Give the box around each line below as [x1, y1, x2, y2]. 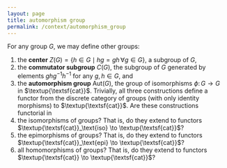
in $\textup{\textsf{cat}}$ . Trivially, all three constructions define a [17, 86, 208, 95]
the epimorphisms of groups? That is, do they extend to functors [17, 131, 203, 139]
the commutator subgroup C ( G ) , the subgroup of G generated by [17, 63, 206, 72]
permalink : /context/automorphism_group [7, 23, 127, 30]
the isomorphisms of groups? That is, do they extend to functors [17, 116, 203, 125]
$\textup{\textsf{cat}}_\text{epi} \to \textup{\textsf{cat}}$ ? [17, 139, 185, 147]
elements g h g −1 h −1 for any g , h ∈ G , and [17, 70, 134, 80]
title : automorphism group [7, 17, 86, 24]
